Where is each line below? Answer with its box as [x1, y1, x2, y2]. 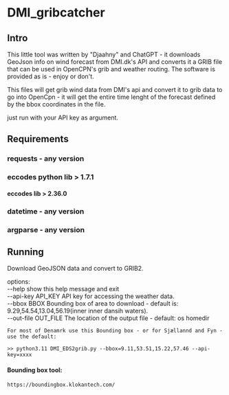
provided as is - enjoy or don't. [7, 72, 94, 80]
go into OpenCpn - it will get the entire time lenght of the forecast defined [7, 93, 216, 101]
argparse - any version [7, 225, 85, 234]
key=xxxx [7, 352, 32, 359]
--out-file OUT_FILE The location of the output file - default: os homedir [7, 314, 210, 322]
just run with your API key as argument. [7, 113, 119, 122]
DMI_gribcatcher [7, 5, 105, 21]
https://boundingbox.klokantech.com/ [7, 381, 116, 388]
